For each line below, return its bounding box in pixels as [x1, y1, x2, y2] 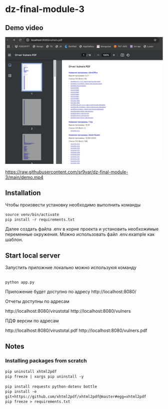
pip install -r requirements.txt [5, 217, 75, 223]
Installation [5, 188, 41, 197]
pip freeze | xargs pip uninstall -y [5, 374, 84, 379]
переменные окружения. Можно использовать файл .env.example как [5, 232, 155, 238]
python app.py [5, 280, 35, 285]
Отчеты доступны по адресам [5, 298, 69, 304]
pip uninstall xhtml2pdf [5, 369, 57, 374]
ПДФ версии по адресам [5, 318, 59, 324]
